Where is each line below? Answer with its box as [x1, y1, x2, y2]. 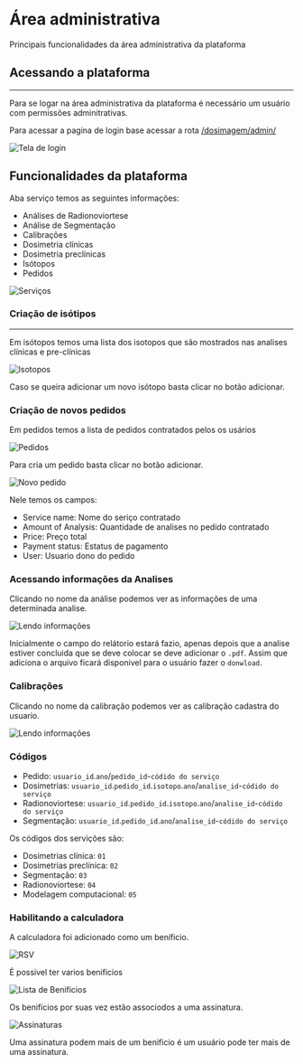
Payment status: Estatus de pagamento [22, 541, 169, 551]
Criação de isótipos [9, 307, 96, 320]
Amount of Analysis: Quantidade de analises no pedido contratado [22, 522, 270, 532]
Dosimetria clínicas [22, 239, 94, 250]
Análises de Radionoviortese [22, 210, 129, 221]
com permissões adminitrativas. [9, 107, 128, 118]
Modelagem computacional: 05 [22, 889, 137, 899]
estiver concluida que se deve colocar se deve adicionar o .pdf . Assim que [9, 647, 289, 659]
